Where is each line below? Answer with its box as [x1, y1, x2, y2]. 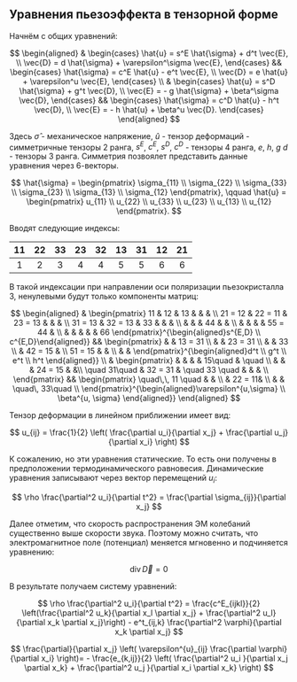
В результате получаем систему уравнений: [9, 581, 177, 592]
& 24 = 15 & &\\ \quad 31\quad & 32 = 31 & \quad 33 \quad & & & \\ [29, 365, 269, 376]
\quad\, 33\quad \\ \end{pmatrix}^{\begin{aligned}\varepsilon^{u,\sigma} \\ [12, 384, 286, 394]
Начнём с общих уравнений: [9, 30, 118, 41]
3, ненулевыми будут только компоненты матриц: [9, 291, 199, 302]
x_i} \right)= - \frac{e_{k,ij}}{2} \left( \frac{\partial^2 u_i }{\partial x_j [41, 653, 288, 663]
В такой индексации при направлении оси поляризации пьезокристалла [9, 282, 285, 292]
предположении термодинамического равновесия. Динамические [9, 463, 264, 474]
